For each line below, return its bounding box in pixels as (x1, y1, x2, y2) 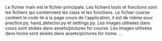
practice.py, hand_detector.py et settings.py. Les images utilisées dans (5, 20, 151, 26)
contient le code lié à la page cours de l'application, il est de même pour (5, 15, 153, 20)
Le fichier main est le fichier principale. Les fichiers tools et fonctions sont (5, 4, 157, 10)
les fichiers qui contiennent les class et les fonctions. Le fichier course (5, 9, 150, 15)
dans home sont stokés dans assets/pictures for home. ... (5, 31, 123, 36)
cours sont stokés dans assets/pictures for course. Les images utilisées (5, 25, 152, 31)
